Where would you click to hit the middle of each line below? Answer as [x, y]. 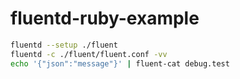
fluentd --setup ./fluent [64, 45]
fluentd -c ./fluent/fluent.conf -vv [89, 54]
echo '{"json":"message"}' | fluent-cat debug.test [120, 63]
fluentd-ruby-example [105, 18]
